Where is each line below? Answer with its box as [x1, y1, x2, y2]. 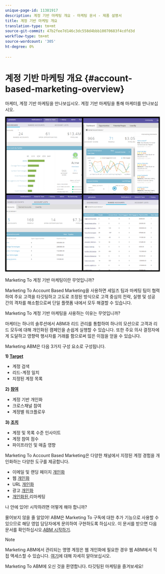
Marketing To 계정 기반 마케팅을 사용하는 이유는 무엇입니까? [5, 310, 121, 316]
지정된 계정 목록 [12, 375, 43, 381]
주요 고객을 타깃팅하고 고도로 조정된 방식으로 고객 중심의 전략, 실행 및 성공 [14, 293, 156, 299]
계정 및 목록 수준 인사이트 [12, 430, 61, 435]
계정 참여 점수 [12, 435, 39, 442]
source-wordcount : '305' [5, 39, 56, 44]
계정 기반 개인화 [12, 396, 43, 402]
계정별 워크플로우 [12, 408, 46, 415]
